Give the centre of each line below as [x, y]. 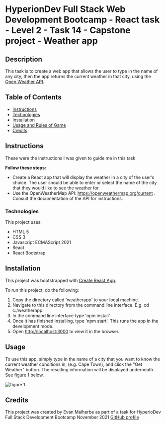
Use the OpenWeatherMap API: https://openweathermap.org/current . [84, 193]
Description [24, 59]
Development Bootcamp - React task [83, 20]
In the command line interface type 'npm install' [61, 315]
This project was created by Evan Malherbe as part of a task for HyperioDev [83, 412]
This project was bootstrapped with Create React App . [61, 280]
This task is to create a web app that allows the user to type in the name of [82, 71]
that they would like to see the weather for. [56, 188]
